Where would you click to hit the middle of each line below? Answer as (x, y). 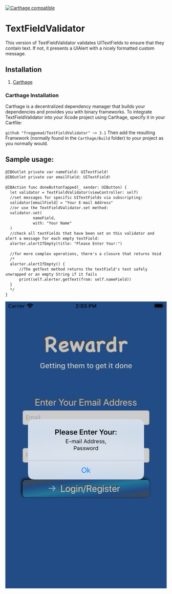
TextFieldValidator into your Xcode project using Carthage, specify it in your (85, 117)
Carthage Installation (32, 95)
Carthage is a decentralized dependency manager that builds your (75, 106)
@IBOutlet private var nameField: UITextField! (57, 172)
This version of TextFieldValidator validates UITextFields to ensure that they (85, 42)
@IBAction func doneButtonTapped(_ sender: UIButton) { (66, 187)
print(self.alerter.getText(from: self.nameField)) (75, 279)
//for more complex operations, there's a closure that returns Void (85, 254)
